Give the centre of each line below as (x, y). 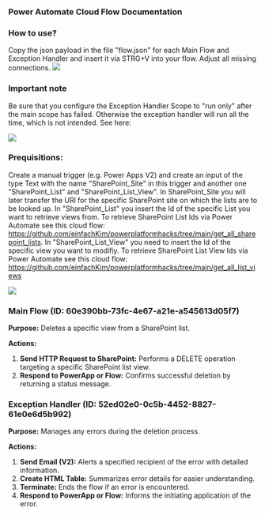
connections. (30, 68)
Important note (38, 88)
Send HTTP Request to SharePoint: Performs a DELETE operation (127, 359)
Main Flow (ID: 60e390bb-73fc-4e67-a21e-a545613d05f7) (124, 310)
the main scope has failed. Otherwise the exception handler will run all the (129, 114)
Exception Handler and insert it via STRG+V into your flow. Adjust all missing (132, 58)
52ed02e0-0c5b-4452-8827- (157, 404)
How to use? (32, 32)
